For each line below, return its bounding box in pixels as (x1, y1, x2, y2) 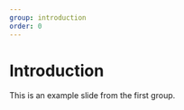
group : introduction (9, 13, 87, 23)
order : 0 (9, 22, 42, 31)
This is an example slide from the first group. (9, 90, 176, 101)
